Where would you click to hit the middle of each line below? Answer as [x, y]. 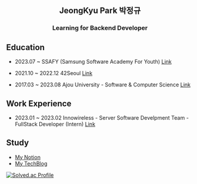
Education [26, 47]
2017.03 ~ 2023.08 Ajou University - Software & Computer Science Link [103, 85]
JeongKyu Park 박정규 [100, 11]
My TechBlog [31, 163]
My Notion [27, 157]
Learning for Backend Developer [100, 28]
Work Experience [39, 103]
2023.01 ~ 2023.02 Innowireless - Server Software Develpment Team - [102, 117]
